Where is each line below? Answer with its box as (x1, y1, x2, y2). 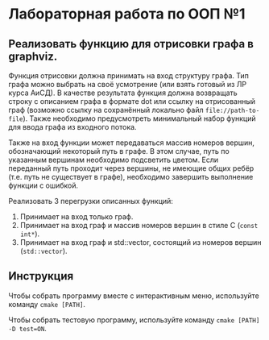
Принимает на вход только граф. (19, 212, 134, 222)
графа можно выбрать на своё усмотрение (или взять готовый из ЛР (8, 80, 247, 89)
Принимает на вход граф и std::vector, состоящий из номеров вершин (19, 238, 262, 247)
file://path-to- (205, 106, 260, 114)
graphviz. (8, 49, 58, 63)
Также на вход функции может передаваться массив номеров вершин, (8, 138, 255, 147)
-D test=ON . (8, 323, 47, 333)
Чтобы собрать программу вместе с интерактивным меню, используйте (8, 291, 259, 301)
